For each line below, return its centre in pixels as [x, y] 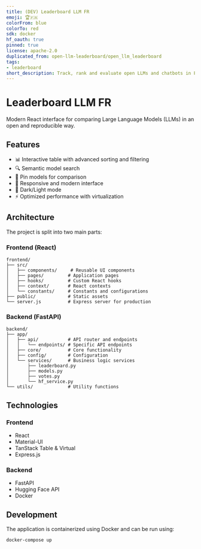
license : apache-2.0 [32, 51]
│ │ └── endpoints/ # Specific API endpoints [69, 345]
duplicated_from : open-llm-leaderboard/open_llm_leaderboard [84, 56]
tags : [13, 62]
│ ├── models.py [34, 371]
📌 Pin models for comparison [51, 177]
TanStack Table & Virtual [45, 448]
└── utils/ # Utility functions [63, 387]
